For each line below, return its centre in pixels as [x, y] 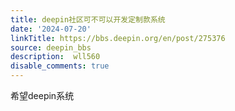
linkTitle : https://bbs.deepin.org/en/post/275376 [118, 38]
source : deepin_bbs [51, 47]
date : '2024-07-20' [51, 29]
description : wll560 [55, 57]
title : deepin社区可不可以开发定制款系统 [88, 19]
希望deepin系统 [42, 95]
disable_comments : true [60, 66]
